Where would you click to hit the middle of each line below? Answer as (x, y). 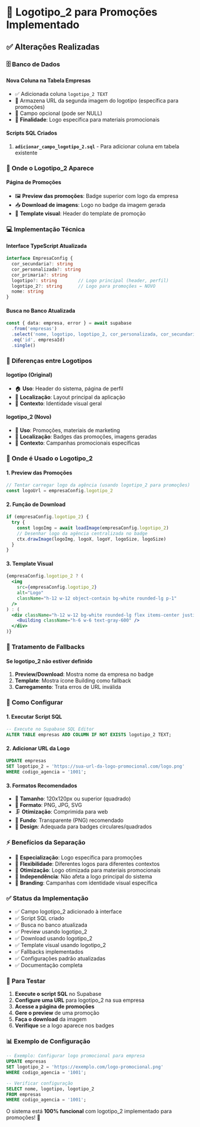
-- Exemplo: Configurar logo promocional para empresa (76, 1056)
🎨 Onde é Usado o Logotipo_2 (50, 458)
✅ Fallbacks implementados (49, 951)
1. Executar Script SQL (34, 716)
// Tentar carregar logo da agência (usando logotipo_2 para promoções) (98, 485)
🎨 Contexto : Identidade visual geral (58, 403)
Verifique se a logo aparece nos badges (64, 1026)
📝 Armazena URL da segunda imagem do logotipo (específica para (96, 100)
